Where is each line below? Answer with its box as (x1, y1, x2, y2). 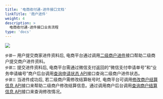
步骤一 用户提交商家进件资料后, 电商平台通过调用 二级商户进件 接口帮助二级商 (5, 53, 156, 58)
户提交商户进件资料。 (5, 58, 48, 64)
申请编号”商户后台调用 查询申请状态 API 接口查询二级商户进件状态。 (9, 71, 143, 76)
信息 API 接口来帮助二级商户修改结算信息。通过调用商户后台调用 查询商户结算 (5, 83, 158, 88)
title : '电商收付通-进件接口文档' (5, 7, 67, 12)
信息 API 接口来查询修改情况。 (5, 89, 65, 94)
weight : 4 (5, 16, 25, 21)
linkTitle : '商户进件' (5, 12, 48, 16)
